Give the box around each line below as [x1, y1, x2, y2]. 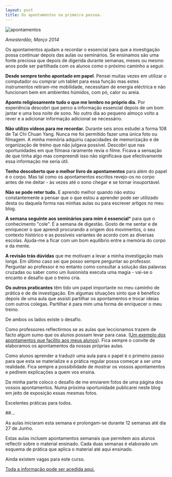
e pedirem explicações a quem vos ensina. [5, 369, 96, 375]
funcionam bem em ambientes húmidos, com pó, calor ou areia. [5, 89, 140, 95]
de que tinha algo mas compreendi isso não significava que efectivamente [5, 153, 163, 159]
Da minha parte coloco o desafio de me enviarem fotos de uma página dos [5, 379, 163, 385]
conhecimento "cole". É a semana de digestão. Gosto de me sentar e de [5, 221, 158, 227]
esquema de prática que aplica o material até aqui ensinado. [5, 446, 133, 452]
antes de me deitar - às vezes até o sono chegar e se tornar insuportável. [5, 179, 161, 185]
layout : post [5, 7, 33, 13]
